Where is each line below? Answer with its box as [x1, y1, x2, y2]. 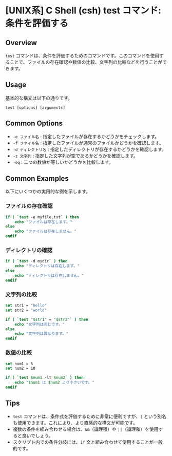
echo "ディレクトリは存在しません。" [14, 273, 84, 278]
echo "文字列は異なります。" [14, 331, 69, 336]
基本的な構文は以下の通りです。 [5, 94, 73, 101]
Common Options [5, 119, 63, 128]
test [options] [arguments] [5, 105, 66, 110]
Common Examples [5, 174, 69, 183]
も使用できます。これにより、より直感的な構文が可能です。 [12, 420, 138, 426]
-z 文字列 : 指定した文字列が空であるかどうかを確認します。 [12, 153, 139, 159]
